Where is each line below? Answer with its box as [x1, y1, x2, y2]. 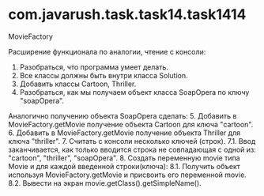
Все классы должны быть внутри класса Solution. [19, 70, 188, 80]
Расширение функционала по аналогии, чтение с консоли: [8, 47, 206, 56]
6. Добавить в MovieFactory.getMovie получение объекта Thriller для [8, 128, 241, 138]
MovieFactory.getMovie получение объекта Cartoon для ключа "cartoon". [8, 119, 254, 129]
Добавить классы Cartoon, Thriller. [19, 79, 137, 89]
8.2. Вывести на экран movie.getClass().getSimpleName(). [8, 178, 202, 187]
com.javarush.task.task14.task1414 [8, 6, 247, 24]
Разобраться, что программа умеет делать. [19, 62, 168, 72]
